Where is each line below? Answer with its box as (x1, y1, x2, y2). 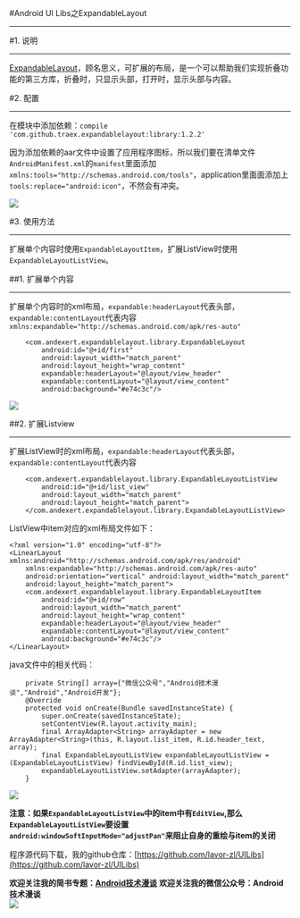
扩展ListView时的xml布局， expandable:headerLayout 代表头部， (9, 446, 239, 456)
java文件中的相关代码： (9, 660, 96, 670)
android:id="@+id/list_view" (41, 483, 150, 492)
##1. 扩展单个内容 (9, 274, 74, 284)
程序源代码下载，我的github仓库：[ (9, 849, 137, 860)
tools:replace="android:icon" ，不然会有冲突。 (9, 181, 185, 190)
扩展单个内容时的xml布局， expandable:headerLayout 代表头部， (9, 301, 239, 311)
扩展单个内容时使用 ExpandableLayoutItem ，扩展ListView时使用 (9, 244, 238, 254)
